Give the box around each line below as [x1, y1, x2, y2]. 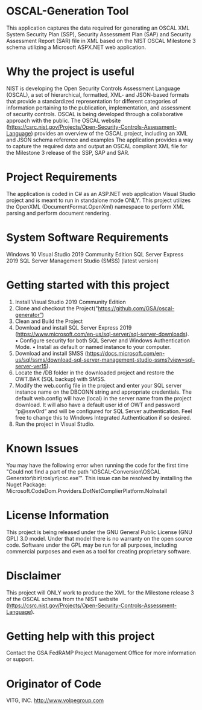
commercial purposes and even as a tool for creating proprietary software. [6, 547, 192, 555]
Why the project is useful [6, 65, 134, 79]
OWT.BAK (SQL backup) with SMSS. [14, 375, 106, 382]
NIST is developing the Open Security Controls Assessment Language [6, 85, 180, 92]
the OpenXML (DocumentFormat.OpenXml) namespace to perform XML [6, 203, 185, 210]
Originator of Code [6, 677, 101, 691]
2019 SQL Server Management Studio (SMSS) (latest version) [6, 257, 159, 264]
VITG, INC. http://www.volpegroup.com [6, 697, 104, 704]
